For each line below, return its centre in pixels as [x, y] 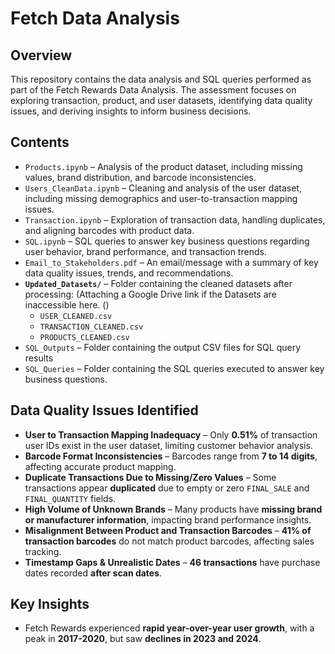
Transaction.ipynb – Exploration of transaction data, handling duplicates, [175, 219]
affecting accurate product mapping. [100, 466]
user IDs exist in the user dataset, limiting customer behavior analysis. [168, 445]
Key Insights [50, 604]
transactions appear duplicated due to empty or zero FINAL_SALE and [167, 488]
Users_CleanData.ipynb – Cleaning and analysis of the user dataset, [163, 188]
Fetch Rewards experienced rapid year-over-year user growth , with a [169, 628]
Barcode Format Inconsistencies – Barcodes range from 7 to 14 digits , [171, 456]
